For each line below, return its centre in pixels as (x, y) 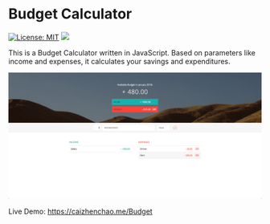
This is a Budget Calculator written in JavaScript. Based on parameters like (132, 52)
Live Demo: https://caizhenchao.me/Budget (80, 212)
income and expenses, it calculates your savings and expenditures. (119, 61)
